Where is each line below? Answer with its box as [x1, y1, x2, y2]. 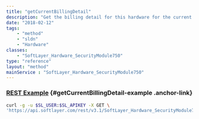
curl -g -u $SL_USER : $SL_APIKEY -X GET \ [6, 102, 110, 108]
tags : [6, 25, 20, 31]
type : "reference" [6, 58, 52, 64]
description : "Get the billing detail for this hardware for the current [6, 14, 192, 20]
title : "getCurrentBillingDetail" [6, 8, 92, 15]
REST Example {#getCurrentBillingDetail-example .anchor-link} [6, 89, 193, 97]
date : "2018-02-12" [6, 20, 54, 25]
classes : [6, 47, 28, 53]
